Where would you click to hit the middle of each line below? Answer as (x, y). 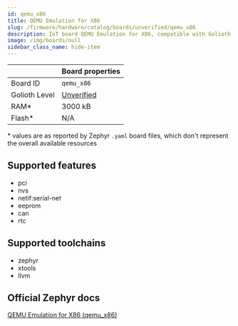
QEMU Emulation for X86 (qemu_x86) (62, 315)
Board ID (26, 83)
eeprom (29, 205)
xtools (27, 268)
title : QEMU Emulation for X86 (54, 21)
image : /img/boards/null (44, 41)
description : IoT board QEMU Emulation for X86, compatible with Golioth (119, 34)
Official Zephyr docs (54, 298)
